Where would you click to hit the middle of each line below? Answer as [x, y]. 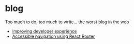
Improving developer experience [45, 31]
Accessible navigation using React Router [53, 36]
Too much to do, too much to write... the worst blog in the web [67, 22]
